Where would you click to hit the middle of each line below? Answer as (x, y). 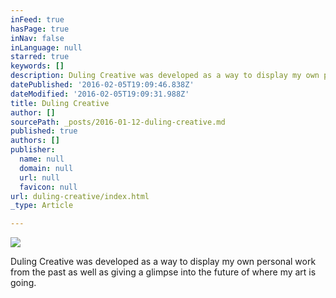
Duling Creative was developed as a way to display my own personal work (163, 262)
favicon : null (48, 187)
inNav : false (37, 38)
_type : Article (42, 206)
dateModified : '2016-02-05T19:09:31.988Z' (100, 94)
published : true (44, 131)
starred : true (40, 57)
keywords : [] (37, 66)
